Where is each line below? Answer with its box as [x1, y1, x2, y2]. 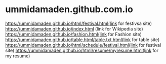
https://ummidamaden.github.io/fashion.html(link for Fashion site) [5, 31, 142, 37]
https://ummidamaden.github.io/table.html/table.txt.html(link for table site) [5, 37, 160, 43]
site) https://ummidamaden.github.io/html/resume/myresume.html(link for [5, 47, 159, 53]
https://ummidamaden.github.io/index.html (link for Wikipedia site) [5, 25, 143, 31]
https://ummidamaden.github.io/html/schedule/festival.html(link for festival [5, 42, 161, 48]
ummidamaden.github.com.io [5, 4, 133, 15]
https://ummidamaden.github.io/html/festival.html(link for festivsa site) [5, 20, 152, 26]
